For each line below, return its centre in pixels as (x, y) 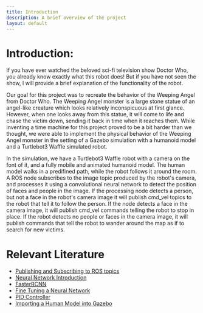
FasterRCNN (31, 284)
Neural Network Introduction (51, 278)
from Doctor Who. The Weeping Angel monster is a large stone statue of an (101, 102)
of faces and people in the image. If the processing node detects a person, (100, 191)
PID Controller (33, 297)
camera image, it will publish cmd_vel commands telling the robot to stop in (100, 210)
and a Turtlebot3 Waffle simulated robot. (57, 147)
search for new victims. (36, 230)
